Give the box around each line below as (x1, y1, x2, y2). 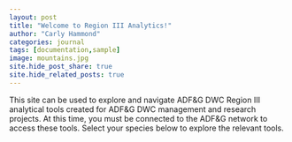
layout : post (9, 12, 58, 22)
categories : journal (9, 37, 86, 47)
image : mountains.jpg (9, 54, 89, 63)
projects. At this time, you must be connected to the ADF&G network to (9, 113, 268, 123)
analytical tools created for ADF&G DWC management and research (9, 103, 257, 115)
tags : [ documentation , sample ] (9, 46, 121, 55)
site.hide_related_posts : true (9, 71, 125, 79)
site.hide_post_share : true (9, 63, 113, 71)
